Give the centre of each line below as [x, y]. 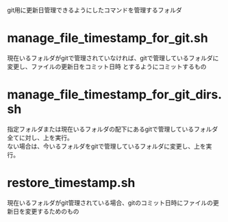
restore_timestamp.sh [71, 183]
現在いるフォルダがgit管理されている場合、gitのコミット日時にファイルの [110, 202]
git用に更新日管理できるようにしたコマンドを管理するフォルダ [95, 10]
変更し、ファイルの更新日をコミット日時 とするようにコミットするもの [107, 66]
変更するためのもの [52, 211]
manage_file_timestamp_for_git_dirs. [115, 95]
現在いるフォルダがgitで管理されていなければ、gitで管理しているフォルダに [113, 58]
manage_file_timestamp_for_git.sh [108, 38]
